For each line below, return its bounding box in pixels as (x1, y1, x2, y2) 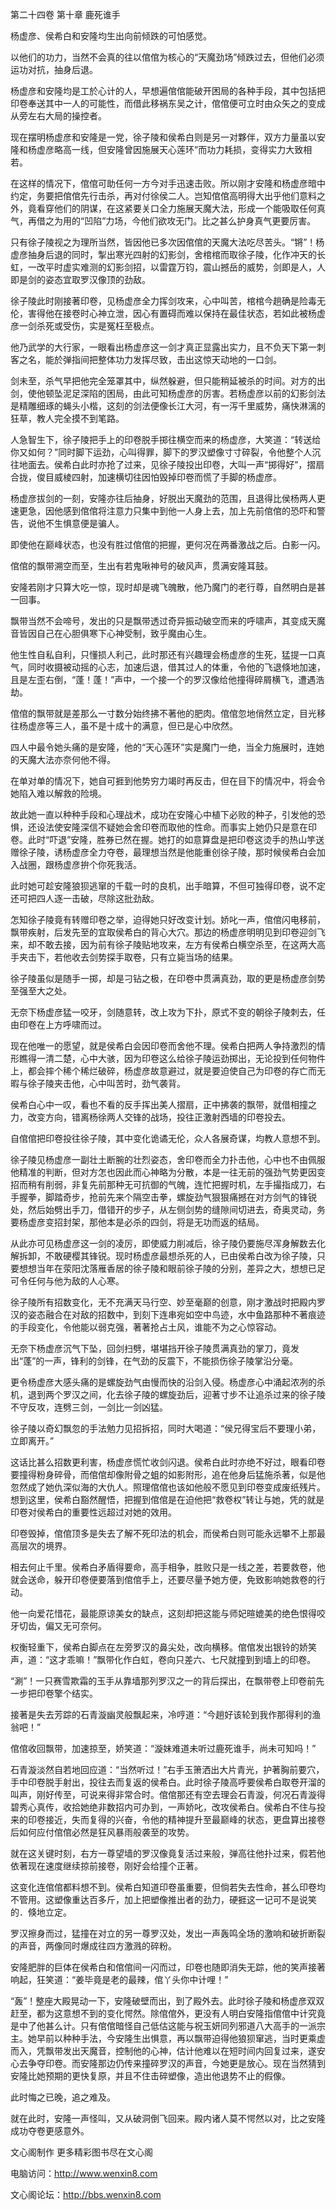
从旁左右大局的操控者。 (10, 110, 107, 122)
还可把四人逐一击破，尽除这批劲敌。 (10, 893, 160, 904)
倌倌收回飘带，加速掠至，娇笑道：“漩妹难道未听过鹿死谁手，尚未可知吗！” (10, 1743, 317, 1754)
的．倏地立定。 (10, 1906, 72, 1918)
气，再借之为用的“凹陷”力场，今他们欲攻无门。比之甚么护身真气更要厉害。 (10, 215, 317, 227)
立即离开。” (10, 1435, 55, 1447)
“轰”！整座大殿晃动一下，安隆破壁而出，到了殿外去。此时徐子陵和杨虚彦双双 (10, 1995, 325, 2007)
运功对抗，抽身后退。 (10, 64, 98, 75)
